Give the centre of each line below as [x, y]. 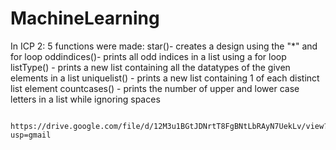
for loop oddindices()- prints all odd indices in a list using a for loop [148, 56]
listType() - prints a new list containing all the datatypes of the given [150, 67]
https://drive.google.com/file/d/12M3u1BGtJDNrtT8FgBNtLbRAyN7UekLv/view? [169, 126]
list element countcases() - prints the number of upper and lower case [155, 88]
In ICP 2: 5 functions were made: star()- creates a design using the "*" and [164, 46]
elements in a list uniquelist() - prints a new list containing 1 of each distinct [165, 78]
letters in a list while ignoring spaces [85, 99]
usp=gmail [31, 135]
